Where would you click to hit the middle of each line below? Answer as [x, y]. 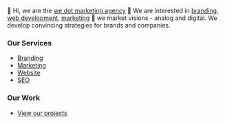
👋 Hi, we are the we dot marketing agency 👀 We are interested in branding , [113, 11]
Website [29, 73]
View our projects [42, 113]
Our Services [30, 43]
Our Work [23, 98]
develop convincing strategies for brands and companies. [89, 25]
